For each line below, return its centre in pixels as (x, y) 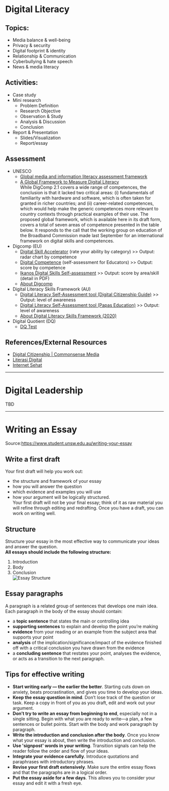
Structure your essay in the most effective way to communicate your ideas (82, 541)
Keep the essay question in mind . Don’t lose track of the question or (84, 697)
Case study (24, 95)
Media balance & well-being (41, 40)
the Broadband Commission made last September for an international (92, 235)
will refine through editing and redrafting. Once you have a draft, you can (88, 508)
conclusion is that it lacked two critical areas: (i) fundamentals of (87, 192)
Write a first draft (33, 459)
